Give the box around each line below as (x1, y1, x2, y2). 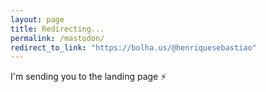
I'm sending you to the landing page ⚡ (10, 71, 167, 83)
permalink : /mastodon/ (10, 33, 105, 43)
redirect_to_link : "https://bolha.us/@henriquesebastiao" (10, 42, 257, 53)
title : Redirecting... (10, 24, 105, 34)
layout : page (10, 14, 65, 25)
